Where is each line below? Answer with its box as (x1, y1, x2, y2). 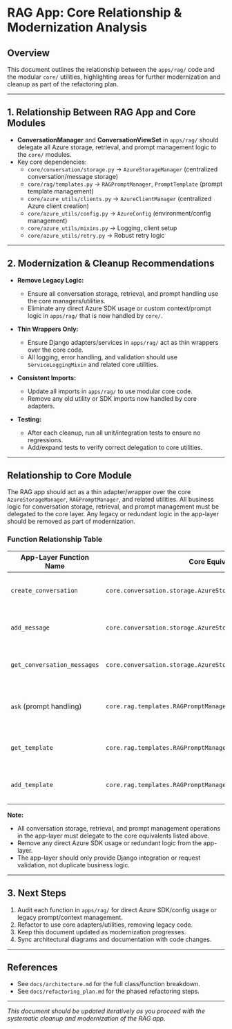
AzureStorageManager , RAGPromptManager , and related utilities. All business (7, 495, 214, 504)
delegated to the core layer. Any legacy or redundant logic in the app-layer (7, 510, 220, 518)
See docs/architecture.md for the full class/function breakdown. (17, 980, 200, 988)
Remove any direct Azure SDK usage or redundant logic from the (17, 838, 202, 847)
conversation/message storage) (27, 172, 119, 180)
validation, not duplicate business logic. (17, 860, 130, 869)
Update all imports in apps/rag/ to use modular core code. (27, 387, 193, 395)
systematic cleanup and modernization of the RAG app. (7, 1014, 166, 1023)
